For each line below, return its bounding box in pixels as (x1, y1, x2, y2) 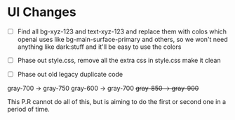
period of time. (7, 105, 51, 114)
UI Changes (7, 4, 76, 20)
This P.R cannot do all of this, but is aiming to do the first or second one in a (7, 98, 227, 106)
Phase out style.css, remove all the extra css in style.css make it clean (17, 57, 221, 64)
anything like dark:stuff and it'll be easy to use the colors (17, 43, 182, 51)
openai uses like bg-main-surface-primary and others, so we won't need (17, 36, 228, 43)
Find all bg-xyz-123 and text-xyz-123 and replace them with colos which (17, 27, 227, 36)
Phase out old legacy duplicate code (17, 70, 123, 79)
